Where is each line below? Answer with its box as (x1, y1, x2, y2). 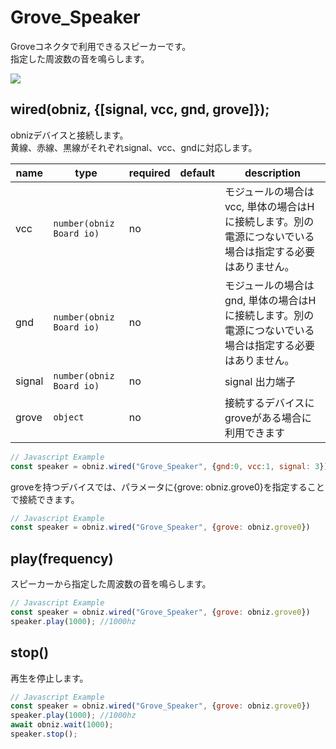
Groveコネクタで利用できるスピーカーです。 (10, 40, 192, 52)
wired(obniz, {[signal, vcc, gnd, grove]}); (10, 101, 270, 118)
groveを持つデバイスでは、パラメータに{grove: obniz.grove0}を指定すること (10, 481, 325, 493)
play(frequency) (10, 550, 114, 567)
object (53, 411, 85, 423)
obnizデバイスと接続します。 (10, 129, 129, 141)
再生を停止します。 (10, 672, 89, 684)
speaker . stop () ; (10, 729, 78, 739)
